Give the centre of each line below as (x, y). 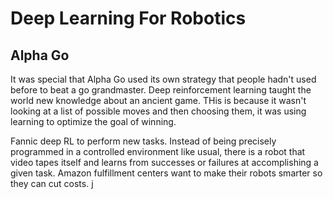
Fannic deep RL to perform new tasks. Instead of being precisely (143, 141)
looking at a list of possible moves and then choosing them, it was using (158, 111)
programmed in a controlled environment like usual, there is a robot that (158, 151)
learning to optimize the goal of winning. (93, 121)
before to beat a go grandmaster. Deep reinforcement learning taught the (161, 90)
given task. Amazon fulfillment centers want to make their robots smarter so (166, 173)
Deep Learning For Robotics (128, 18)
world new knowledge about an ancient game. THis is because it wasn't (158, 100)
